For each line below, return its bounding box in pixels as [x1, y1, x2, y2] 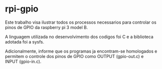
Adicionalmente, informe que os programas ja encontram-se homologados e [5, 48, 157, 54]
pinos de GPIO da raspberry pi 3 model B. [5, 24, 88, 30]
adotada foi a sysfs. [5, 39, 44, 44]
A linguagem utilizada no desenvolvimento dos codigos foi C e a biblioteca [5, 34, 154, 40]
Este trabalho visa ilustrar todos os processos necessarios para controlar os [5, 19, 157, 25]
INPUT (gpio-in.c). [5, 58, 42, 64]
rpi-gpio [5, 3, 39, 14]
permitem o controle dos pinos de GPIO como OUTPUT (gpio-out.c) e [5, 53, 144, 59]
